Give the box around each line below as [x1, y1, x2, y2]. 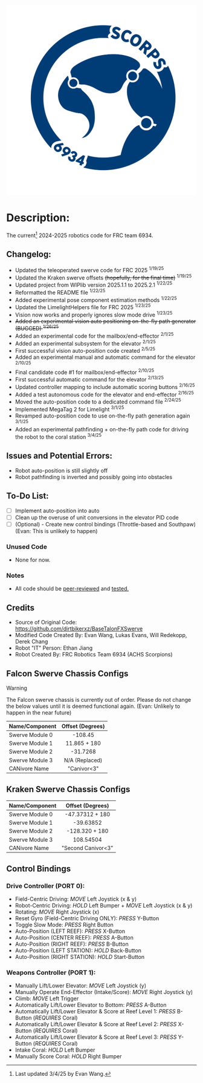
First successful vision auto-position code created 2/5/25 [14, 346, 156, 355]
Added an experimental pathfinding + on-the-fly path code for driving [14, 426, 189, 433]
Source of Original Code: [14, 619, 77, 626]
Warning [6, 684, 27, 692]
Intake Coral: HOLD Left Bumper [14, 1046, 95, 1054]
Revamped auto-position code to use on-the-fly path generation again [14, 412, 190, 419]
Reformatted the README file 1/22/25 [14, 287, 106, 296]
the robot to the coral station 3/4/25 [14, 432, 101, 440]
